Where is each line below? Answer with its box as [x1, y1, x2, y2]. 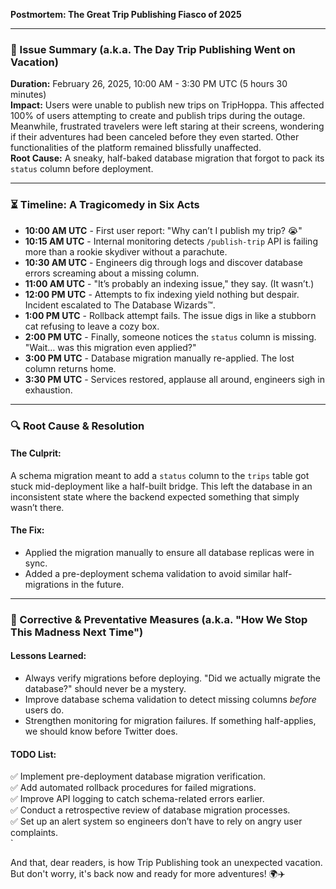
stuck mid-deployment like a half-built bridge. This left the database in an [10, 480, 313, 492]
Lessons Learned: [10, 650, 87, 662]
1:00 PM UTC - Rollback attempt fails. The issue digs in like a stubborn [24, 309, 317, 321]
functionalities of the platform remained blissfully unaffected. [10, 142, 262, 154]
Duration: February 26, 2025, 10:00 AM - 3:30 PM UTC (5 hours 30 [10, 78, 288, 90]
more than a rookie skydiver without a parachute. [24, 245, 228, 258]
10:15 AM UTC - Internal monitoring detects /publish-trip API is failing [24, 235, 318, 247]
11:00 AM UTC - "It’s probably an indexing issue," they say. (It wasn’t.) [24, 277, 315, 289]
